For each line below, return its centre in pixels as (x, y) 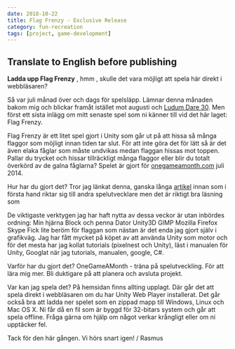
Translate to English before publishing (92, 61)
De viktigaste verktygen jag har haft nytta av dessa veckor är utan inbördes (116, 216)
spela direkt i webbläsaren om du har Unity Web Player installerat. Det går (114, 295)
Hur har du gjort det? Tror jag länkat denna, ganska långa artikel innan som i (117, 187)
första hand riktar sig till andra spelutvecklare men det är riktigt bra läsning (115, 195)
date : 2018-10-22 (33, 14)
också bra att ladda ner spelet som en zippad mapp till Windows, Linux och (116, 302)
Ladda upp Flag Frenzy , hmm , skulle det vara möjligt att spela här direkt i (115, 79)
